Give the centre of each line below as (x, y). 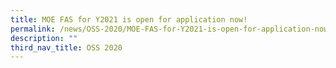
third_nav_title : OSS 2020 (66, 47)
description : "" (44, 38)
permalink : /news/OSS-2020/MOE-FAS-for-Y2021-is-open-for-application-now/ (171, 29)
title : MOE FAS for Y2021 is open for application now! (129, 19)
